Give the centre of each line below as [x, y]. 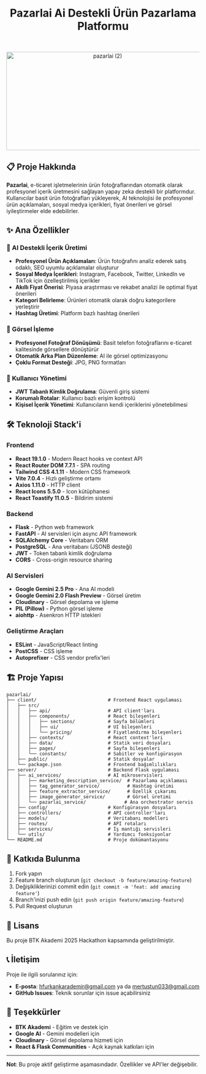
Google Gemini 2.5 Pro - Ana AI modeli [65, 589]
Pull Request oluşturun [44, 906]
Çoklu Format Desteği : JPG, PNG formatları [71, 362]
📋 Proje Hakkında [41, 167]
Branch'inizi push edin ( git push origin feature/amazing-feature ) [100, 900]
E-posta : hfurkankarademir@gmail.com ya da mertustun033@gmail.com [107, 986]
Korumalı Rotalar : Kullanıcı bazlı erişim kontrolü [75, 398]
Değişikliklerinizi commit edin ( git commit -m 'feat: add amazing [98, 887]
